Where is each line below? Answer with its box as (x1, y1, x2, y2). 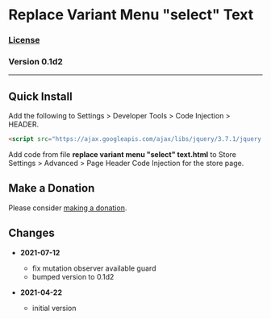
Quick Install (8, 89, 73, 103)
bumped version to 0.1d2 (31, 271, 115, 281)
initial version (31, 303, 77, 313)
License (8, 35, 40, 46)
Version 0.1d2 (8, 56, 63, 68)
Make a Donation (8, 181, 95, 195)
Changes (8, 226, 55, 240)
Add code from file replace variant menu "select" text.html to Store (8, 150, 236, 159)
